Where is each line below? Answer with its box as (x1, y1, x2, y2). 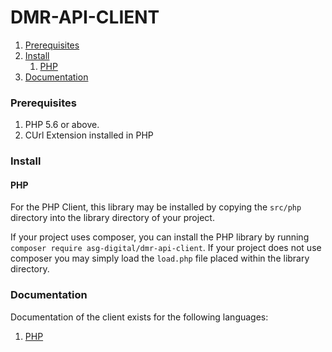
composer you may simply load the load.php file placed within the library (10, 252, 310, 265)
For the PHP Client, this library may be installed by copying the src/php (10, 201, 302, 213)
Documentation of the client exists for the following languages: (10, 311, 269, 323)
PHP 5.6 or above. (24, 119, 100, 131)
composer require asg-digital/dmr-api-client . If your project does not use (10, 242, 322, 254)
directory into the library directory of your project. (10, 212, 215, 224)
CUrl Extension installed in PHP (24, 129, 154, 141)
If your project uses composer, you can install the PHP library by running (10, 231, 310, 243)
